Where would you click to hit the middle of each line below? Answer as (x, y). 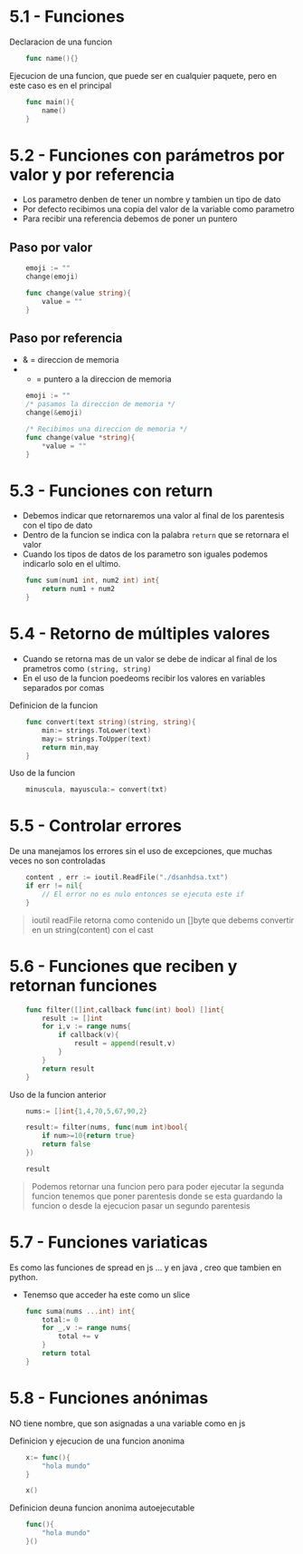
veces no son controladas (57, 861)
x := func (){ (48, 1457)
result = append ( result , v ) (125, 1044)
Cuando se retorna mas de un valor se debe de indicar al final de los (150, 659)
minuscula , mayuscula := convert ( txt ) (97, 790)
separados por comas (63, 688)
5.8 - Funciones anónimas (109, 1398)
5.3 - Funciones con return (111, 490)
